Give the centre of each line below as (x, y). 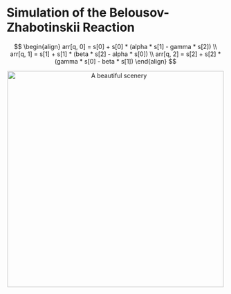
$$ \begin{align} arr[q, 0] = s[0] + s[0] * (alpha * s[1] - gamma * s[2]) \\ (115, 46)
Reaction (109, 27)
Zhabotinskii (43, 27)
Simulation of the (57, 13)
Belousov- (139, 13)
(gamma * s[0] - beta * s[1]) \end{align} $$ (115, 61)
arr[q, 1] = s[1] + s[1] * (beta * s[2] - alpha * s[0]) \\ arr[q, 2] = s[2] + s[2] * (115, 54)
